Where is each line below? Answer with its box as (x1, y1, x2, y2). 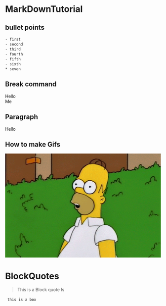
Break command (5, 80, 57, 89)
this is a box (7, 297, 37, 303)
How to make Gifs (5, 140, 61, 149)
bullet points (5, 23, 45, 32)
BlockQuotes (5, 270, 59, 282)
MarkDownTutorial (5, 3, 83, 15)
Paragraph (5, 113, 39, 121)
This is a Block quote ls (17, 287, 65, 293)
